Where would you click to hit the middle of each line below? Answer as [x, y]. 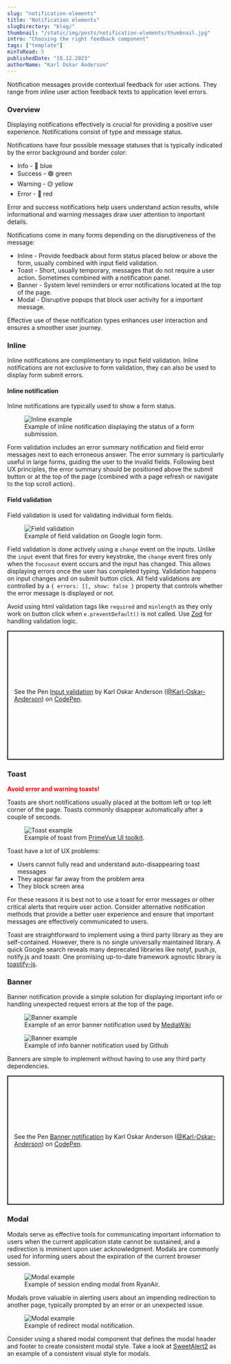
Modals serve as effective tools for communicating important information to [114, 1234]
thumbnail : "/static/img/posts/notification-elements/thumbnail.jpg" [109, 33]
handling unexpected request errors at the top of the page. [90, 1004]
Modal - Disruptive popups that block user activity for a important [110, 300]
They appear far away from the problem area [81, 879]
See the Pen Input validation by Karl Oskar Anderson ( [90, 691]
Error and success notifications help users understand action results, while [113, 207]
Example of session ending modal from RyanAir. [92, 1284]
